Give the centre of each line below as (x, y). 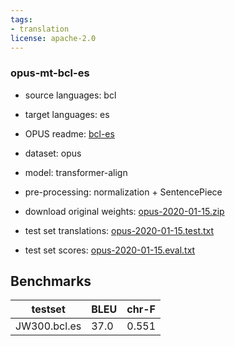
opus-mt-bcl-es (50, 73)
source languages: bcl (70, 95)
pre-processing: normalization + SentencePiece (123, 192)
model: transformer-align (76, 172)
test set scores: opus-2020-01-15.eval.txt (110, 250)
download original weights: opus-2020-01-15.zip (124, 211)
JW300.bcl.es (48, 326)
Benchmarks (51, 281)
